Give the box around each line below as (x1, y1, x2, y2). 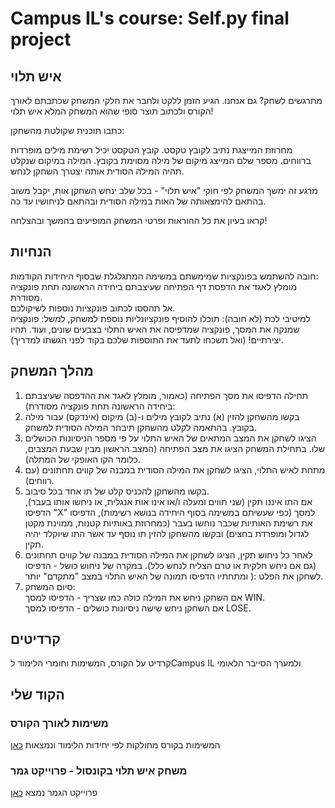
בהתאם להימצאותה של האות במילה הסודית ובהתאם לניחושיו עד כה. (10, 195, 267, 207)
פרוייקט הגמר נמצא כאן (10, 787, 98, 799)
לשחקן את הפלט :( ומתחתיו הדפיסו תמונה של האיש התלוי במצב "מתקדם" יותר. (24, 570, 324, 582)
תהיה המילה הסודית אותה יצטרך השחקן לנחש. (10, 165, 185, 177)
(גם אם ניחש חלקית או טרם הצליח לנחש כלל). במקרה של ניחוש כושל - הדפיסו (24, 559, 317, 571)
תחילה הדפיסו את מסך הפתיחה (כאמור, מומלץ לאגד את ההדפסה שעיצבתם (24, 389, 309, 401)
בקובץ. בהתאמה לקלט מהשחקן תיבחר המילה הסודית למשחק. (24, 421, 257, 433)
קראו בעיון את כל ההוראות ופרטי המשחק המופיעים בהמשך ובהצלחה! (10, 215, 268, 226)
